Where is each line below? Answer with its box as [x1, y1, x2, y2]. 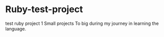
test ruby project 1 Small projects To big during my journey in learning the [5, 20, 159, 26]
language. [5, 25, 26, 31]
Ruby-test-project [5, 4, 83, 15]
